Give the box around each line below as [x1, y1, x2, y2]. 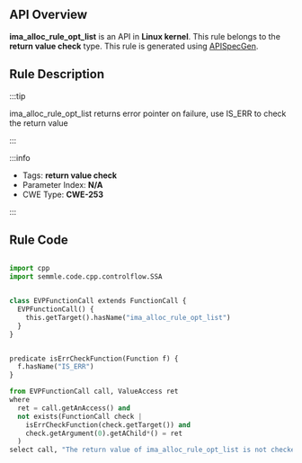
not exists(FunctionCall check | [17, 412, 143, 421]
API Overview [9, 7, 88, 22]
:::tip [9, 90, 26, 102]
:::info [9, 152, 31, 163]
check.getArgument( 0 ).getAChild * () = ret [25, 429, 182, 438]
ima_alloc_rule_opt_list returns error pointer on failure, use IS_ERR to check [9, 108, 287, 119]
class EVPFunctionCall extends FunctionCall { [9, 297, 187, 306]
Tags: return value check [22, 170, 118, 181]
